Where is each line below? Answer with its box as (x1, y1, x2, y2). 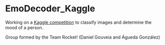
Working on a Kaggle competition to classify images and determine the (5, 19, 152, 25)
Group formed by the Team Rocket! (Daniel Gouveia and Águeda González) (5, 34, 160, 40)
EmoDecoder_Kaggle (5, 3, 95, 14)
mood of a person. (5, 24, 44, 30)
